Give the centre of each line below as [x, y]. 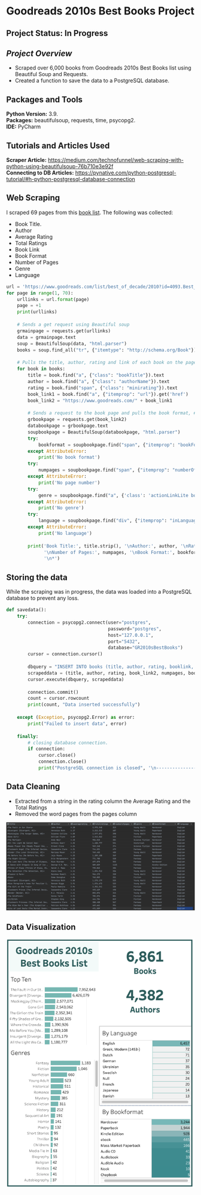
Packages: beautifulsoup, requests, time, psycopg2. [71, 121]
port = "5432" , [124, 642]
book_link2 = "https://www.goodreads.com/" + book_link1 [100, 401]
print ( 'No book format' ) [69, 457]
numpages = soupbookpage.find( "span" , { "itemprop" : [104, 470]
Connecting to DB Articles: [40, 173]
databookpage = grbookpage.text [68, 426]
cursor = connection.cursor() [65, 654]
